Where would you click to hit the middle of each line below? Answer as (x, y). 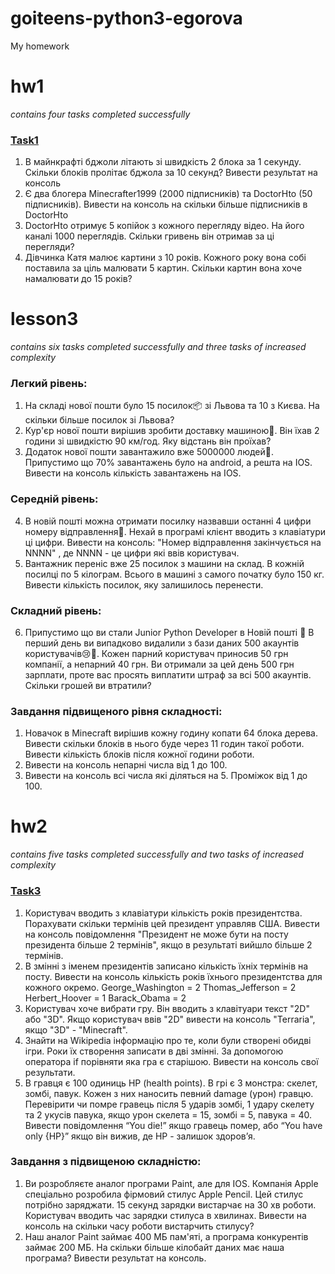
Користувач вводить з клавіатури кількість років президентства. (163, 913)
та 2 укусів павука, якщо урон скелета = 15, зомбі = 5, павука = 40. (168, 1114)
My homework (40, 46)
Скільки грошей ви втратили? (88, 685)
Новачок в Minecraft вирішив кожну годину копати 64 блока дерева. (171, 733)
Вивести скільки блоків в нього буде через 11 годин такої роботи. (164, 744)
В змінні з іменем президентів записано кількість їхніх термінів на (166, 966)
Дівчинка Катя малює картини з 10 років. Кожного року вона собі (165, 258)
